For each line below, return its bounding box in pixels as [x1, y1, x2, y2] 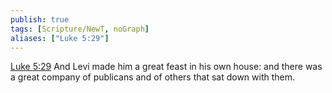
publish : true [10, 14, 70, 25]
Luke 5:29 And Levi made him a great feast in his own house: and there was [10, 61, 323, 73]
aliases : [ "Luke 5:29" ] [10, 33, 110, 43]
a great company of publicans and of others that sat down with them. [10, 71, 296, 83]
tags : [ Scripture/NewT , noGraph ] [10, 24, 150, 34]
